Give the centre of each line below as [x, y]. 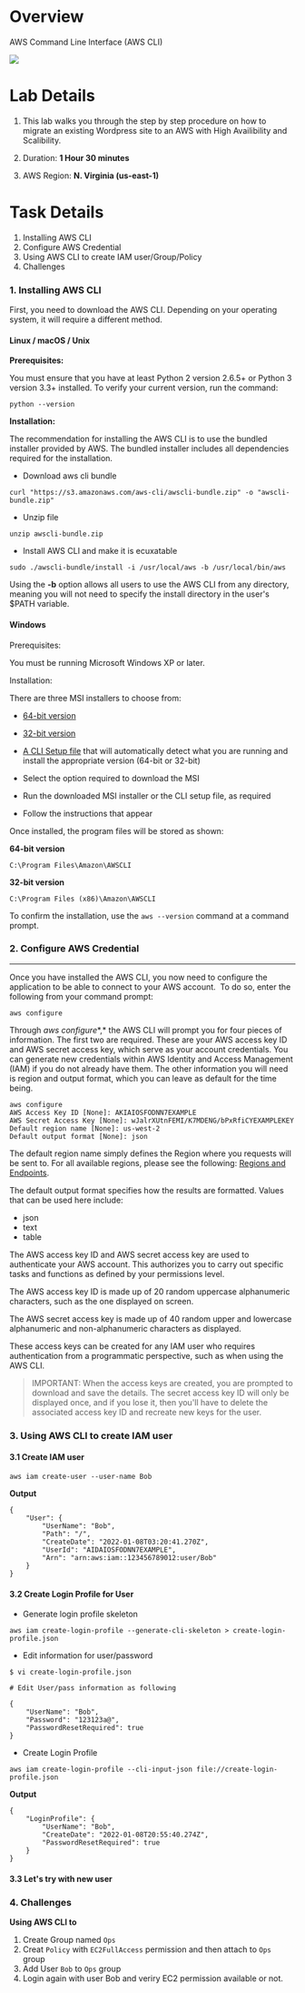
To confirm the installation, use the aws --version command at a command [149, 915]
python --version [42, 405]
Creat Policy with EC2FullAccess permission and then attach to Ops [147, 1949]
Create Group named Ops [69, 1940]
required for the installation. [61, 458]
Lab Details [52, 96]
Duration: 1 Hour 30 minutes [76, 157]
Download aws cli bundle [69, 476]
